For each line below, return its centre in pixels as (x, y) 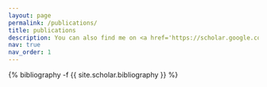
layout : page (30, 15)
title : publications (43, 30)
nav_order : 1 (30, 52)
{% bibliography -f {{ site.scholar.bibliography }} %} (93, 75)
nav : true (25, 45)
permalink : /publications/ (53, 23)
